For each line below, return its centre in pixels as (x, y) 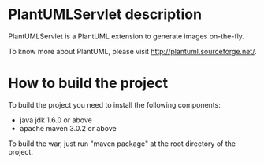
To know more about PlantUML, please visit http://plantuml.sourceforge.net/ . (132, 51)
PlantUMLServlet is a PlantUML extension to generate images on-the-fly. (126, 36)
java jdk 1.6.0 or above (56, 120)
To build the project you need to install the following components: (114, 104)
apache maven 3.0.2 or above (68, 128)
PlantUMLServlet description (105, 15)
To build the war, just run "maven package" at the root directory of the (122, 144)
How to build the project (88, 83)
